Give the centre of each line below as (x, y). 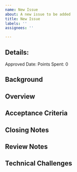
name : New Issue (21, 10)
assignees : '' (19, 28)
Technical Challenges (38, 163)
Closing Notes (27, 130)
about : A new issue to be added (38, 14)
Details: (17, 52)
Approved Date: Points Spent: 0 (37, 64)
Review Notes (26, 147)
